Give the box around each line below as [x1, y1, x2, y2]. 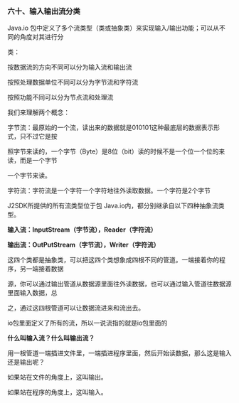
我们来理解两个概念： [7, 108, 70, 117]
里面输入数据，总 [7, 289, 58, 297]
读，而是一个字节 [7, 156, 58, 165]
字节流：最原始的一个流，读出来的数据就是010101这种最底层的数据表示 [7, 123, 214, 132]
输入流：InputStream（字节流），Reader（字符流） [7, 225, 157, 234]
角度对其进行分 [19, 33, 64, 41]
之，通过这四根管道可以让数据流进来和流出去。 [7, 303, 144, 312]
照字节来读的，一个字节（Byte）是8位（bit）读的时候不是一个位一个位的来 [7, 147, 225, 156]
